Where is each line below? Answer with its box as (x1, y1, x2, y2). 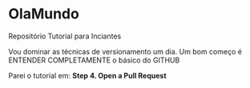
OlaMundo (8, 5, 80, 23)
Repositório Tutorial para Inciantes (8, 31, 122, 41)
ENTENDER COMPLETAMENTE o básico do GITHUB (8, 55, 180, 65)
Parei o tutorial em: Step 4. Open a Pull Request (8, 70, 167, 80)
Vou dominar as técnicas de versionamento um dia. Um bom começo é (8, 46, 243, 56)
